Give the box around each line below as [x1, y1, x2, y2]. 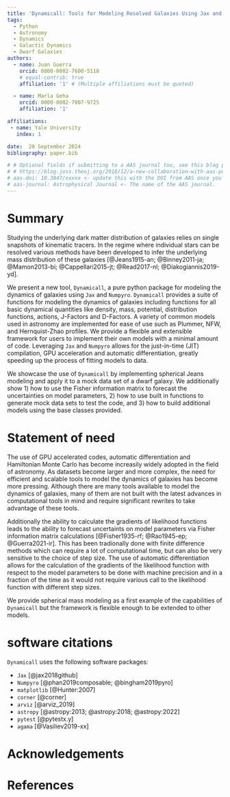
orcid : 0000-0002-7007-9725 [19, 99, 99, 106]
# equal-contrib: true [19, 74, 84, 81]
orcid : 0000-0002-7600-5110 [19, 67, 99, 74]
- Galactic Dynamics [13, 42, 72, 49]
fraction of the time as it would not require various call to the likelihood [7, 575, 206, 584]
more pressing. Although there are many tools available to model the [7, 482, 200, 490]
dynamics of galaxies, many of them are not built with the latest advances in [7, 489, 222, 497]
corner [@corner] [16, 693, 67, 701]
